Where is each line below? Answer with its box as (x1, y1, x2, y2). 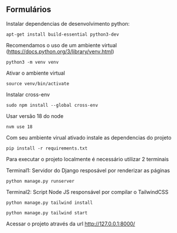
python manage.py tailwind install (6, 200, 93, 206)
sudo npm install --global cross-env (6, 102, 98, 108)
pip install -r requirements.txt (6, 145, 88, 151)
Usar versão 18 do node (6, 112, 64, 119)
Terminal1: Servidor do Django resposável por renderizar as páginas (6, 166, 170, 174)
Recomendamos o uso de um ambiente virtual (6, 41, 117, 48)
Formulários (6, 5, 52, 15)
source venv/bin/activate (6, 81, 69, 86)
